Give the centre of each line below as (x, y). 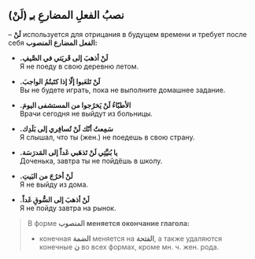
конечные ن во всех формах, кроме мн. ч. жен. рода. (129, 246)
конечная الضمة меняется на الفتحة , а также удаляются (131, 239)
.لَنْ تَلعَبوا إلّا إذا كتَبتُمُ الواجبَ (60, 81)
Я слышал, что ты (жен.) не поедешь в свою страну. (107, 137)
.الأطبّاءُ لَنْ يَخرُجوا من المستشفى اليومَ (75, 105)
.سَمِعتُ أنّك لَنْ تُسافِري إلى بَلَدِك (67, 128)
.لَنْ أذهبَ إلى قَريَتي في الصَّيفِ (64, 57)
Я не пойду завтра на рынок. (68, 208)
